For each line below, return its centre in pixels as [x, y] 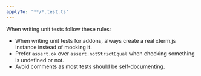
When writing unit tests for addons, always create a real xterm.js [95, 40]
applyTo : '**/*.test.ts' [38, 12]
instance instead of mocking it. [53, 47]
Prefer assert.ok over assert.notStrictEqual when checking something [105, 53]
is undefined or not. [40, 60]
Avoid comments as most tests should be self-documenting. [90, 66]
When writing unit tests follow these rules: [59, 29]
